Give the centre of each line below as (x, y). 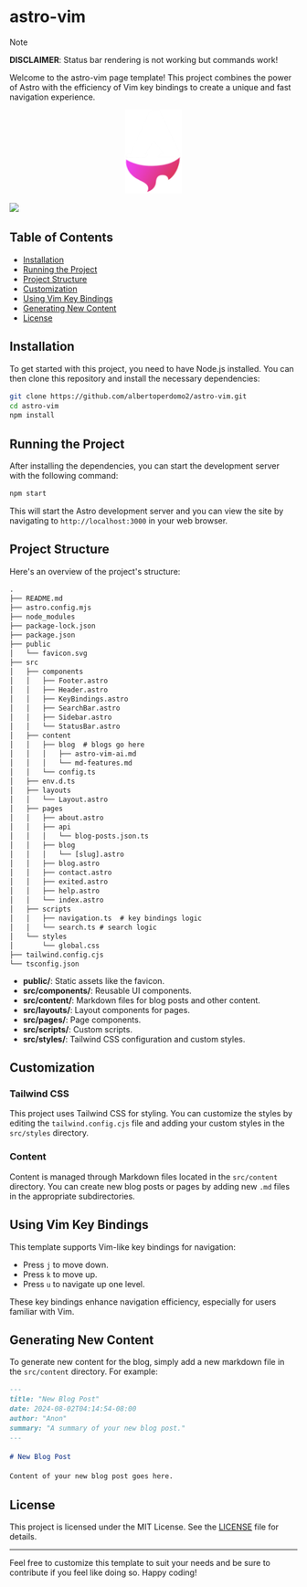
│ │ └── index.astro (57, 900)
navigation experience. (53, 97)
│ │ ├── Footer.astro (58, 681)
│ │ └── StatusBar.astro (65, 726)
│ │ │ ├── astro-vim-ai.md (73, 754)
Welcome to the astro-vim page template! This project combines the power (151, 77)
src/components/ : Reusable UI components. (107, 990)
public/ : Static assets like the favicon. (94, 980)
